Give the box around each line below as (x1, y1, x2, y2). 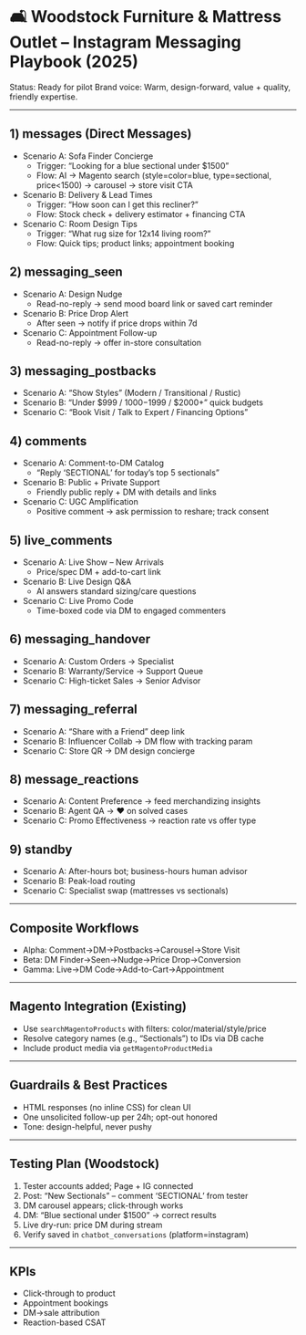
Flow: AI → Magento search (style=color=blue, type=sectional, (36, 170, 271, 181)
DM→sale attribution (22, 1308, 100, 1319)
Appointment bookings (22, 1298, 109, 1309)
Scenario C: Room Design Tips (22, 218, 138, 229)
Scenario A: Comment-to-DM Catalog (22, 457, 165, 469)
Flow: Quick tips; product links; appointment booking (36, 237, 235, 248)
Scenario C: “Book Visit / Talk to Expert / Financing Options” (22, 407, 249, 418)
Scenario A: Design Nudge (22, 288, 123, 299)
